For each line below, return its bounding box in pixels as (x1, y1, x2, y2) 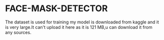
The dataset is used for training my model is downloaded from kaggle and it (5, 19, 159, 25)
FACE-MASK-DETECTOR (5, 3, 108, 14)
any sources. (5, 29, 32, 35)
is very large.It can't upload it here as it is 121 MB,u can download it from (5, 24, 153, 30)
